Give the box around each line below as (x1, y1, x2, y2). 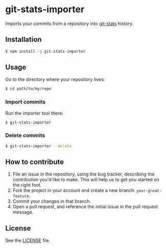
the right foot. (12, 182, 42, 188)
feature (12, 194, 29, 199)
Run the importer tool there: (5, 110, 64, 116)
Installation (5, 35, 42, 44)
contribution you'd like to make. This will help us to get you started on (12, 177, 159, 183)
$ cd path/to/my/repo (5, 86, 52, 91)
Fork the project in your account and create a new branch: (12, 187, 135, 193)
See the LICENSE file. (5, 237, 51, 243)
